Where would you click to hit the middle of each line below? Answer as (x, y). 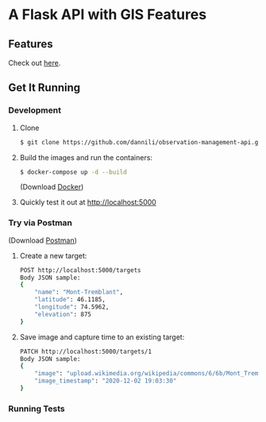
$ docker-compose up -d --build (73, 172)
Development (35, 110)
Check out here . (35, 63)
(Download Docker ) (52, 187)
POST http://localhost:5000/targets (80, 270)
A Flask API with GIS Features (108, 15)
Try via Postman (40, 223)
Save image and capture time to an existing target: (102, 337)
